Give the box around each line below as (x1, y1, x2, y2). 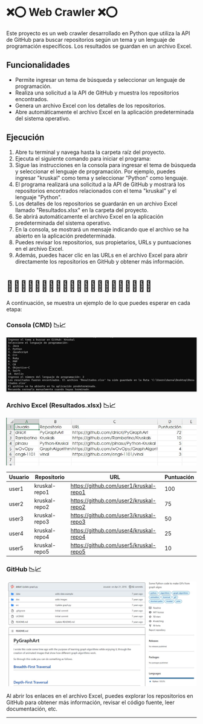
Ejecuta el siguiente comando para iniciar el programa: (14, 154, 151, 162)
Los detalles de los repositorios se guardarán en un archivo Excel (14, 200, 178, 207)
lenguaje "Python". (14, 193, 62, 201)
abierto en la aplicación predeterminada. (14, 232, 116, 239)
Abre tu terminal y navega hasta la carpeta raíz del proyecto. (14, 148, 166, 156)
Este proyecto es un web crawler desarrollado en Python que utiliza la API (6, 29, 190, 37)
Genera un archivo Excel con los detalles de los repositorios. (14, 102, 166, 109)
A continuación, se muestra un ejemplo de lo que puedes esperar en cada (6, 299, 190, 307)
